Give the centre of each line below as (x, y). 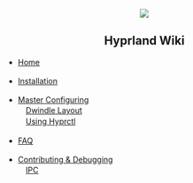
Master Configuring (53, 99)
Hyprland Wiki (144, 41)
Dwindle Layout (54, 110)
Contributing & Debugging (65, 159)
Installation (38, 80)
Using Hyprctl (50, 121)
